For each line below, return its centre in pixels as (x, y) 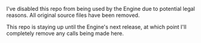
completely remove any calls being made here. (65, 33)
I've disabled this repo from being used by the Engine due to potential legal (101, 9)
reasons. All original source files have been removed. (73, 15)
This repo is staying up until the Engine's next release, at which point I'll (97, 27)
